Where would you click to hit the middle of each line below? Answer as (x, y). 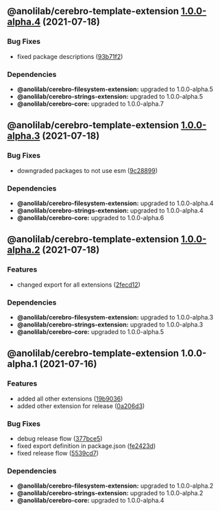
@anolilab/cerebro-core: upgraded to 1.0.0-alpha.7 (90, 104)
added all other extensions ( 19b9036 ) (70, 399)
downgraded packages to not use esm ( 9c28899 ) (87, 170)
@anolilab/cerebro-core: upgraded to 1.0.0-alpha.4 (90, 501)
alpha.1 (22, 364)
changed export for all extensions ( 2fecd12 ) (78, 285)
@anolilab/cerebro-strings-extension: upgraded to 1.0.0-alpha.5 (110, 96)
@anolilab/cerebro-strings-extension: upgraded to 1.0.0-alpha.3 (110, 324)
